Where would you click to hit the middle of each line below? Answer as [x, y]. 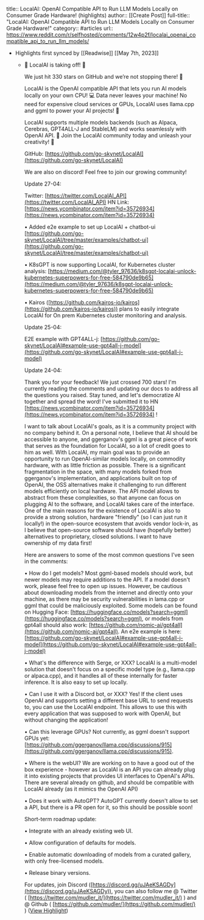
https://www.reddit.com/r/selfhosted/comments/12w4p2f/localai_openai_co [101, 35]
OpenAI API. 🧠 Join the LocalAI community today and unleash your [108, 135]
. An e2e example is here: [149, 631]
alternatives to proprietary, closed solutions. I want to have [98, 537]
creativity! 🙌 [39, 142]
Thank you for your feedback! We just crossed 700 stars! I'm [100, 382]
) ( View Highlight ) [46, 911]
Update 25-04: [43, 327]
